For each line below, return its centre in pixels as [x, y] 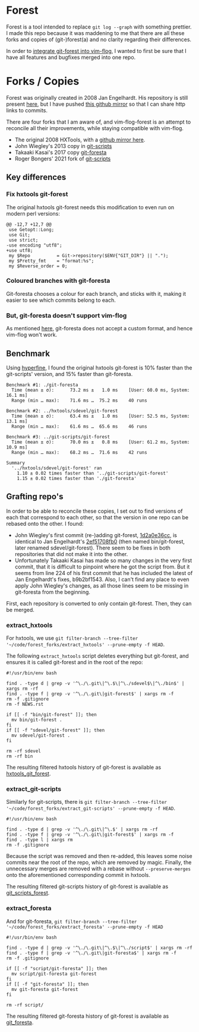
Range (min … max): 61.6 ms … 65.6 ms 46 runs [79, 426]
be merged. [20, 610]
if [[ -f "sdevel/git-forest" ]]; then [56, 730]
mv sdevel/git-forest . [41, 736]
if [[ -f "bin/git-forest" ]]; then [51, 715]
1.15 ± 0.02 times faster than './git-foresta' [77, 478]
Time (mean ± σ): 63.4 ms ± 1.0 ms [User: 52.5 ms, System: [101, 416]
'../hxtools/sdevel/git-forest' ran [57, 468]
